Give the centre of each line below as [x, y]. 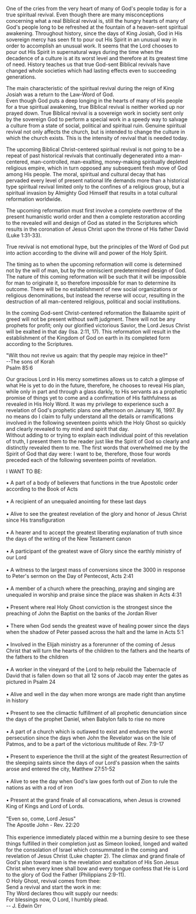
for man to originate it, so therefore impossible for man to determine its [91, 283]
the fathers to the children [37, 657]
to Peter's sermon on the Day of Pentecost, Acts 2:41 [70, 576]
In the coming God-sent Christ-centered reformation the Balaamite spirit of [96, 313]
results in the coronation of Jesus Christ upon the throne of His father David [97, 229]
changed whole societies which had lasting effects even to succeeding [91, 71]
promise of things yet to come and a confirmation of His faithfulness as [91, 398]
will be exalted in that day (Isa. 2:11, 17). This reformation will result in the [93, 331]
